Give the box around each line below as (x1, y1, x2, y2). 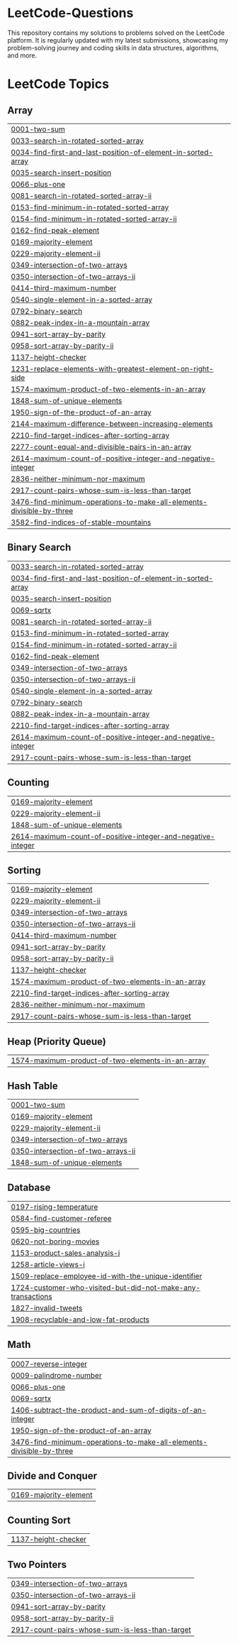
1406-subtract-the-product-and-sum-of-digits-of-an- (11, 1405, 207, 1415)
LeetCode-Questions (7, 5, 134, 21)
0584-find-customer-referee (11, 1213, 112, 1223)
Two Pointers (7, 1558, 67, 1570)
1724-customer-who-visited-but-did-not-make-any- (11, 1283, 200, 1293)
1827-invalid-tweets (11, 1303, 83, 1313)
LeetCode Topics (7, 76, 110, 92)
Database (7, 1182, 51, 1194)
